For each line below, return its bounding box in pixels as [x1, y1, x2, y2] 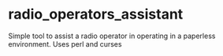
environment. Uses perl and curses [8, 39, 122, 48]
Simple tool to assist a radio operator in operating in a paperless [8, 31, 216, 40]
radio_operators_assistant [8, 5, 184, 23]
